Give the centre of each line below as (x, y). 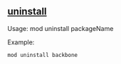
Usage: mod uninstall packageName (60, 28)
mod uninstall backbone (43, 55)
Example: (21, 42)
